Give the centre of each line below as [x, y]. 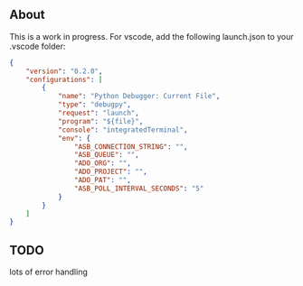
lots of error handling [48, 272]
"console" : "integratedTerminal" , [123, 130]
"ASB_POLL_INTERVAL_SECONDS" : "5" [139, 189]
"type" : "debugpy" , [94, 105]
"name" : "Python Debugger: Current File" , [139, 97]
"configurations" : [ [64, 79]
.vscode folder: [38, 46]
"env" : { [74, 138]
